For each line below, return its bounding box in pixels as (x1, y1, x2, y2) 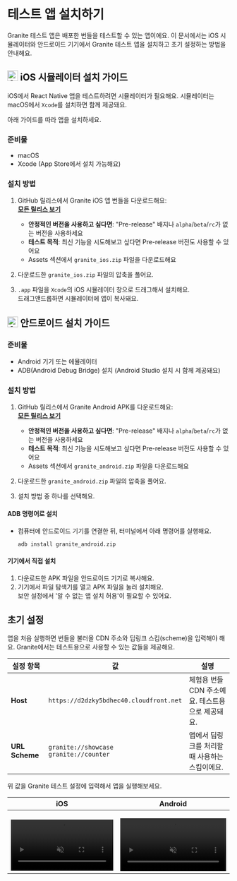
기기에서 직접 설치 (7, 557, 56, 565)
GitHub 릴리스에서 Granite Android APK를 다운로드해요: (17, 403, 174, 412)
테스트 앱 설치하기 (7, 6, 104, 23)
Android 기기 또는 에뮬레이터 (17, 357, 97, 366)
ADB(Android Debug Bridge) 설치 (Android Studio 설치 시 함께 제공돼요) (17, 366, 221, 375)
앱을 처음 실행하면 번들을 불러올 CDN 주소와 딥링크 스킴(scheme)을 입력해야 (7, 634, 218, 642)
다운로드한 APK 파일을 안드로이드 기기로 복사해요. (17, 573, 155, 582)
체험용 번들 (188, 675, 224, 685)
